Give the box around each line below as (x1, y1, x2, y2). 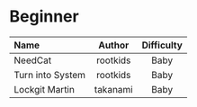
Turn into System (13, 68, 86, 81)
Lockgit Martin (13, 83, 75, 95)
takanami (94, 83, 133, 95)
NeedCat (13, 54, 52, 67)
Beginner (9, 6, 79, 27)
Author (98, 39, 130, 51)
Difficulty (141, 39, 183, 51)
